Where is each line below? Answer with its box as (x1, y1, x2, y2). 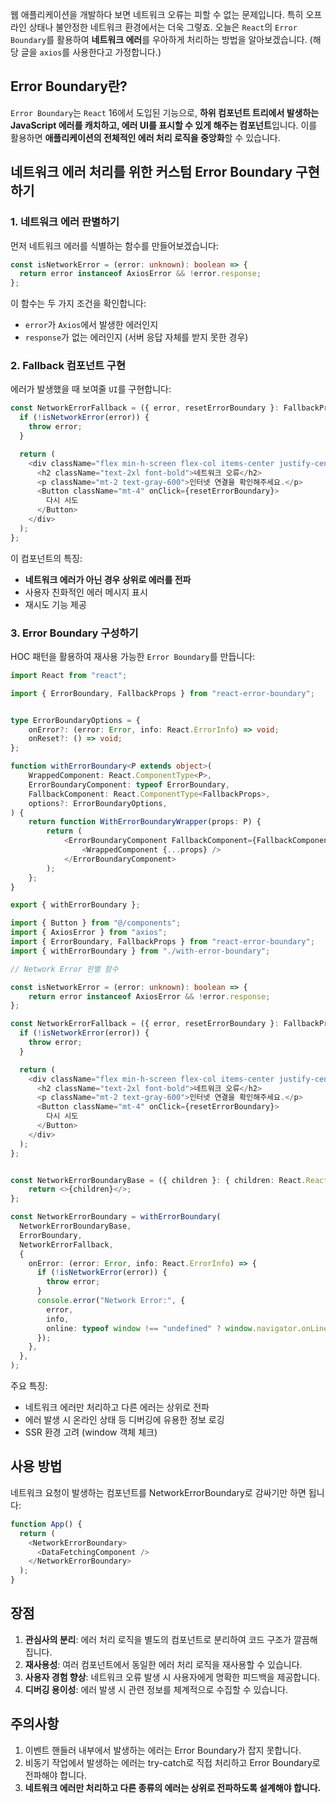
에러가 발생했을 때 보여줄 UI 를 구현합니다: (10, 383, 172, 395)
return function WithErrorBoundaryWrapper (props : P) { (28, 817, 262, 827)
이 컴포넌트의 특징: (10, 552, 83, 564)
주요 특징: (10, 1380, 48, 1392)
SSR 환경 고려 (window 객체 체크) (24, 1426, 158, 1438)
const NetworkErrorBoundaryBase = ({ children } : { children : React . (10, 1175, 307, 1185)
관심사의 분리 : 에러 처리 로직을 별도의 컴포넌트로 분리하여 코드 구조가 (24, 1633, 292, 1645)
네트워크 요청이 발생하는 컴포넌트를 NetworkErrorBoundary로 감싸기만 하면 (10, 1486, 307, 1498)
